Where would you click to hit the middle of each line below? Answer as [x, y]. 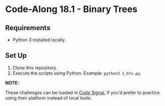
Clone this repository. [35, 68]
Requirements [28, 28]
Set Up [16, 56]
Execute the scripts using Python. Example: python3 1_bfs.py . [77, 73]
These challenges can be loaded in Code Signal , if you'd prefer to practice [82, 92]
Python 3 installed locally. [39, 40]
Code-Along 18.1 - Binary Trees [71, 9]
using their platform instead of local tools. [48, 98]
